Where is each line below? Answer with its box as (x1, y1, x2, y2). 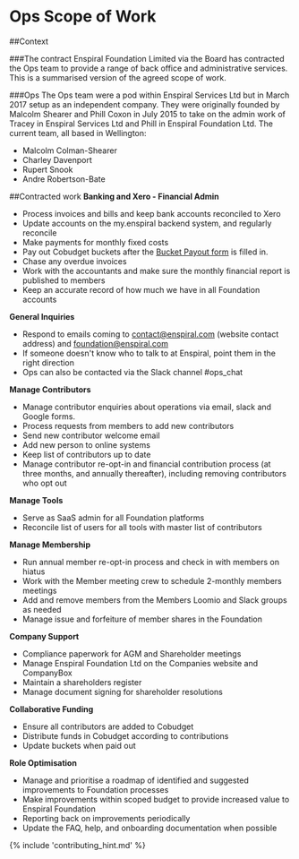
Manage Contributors (9, 383, 91, 395)
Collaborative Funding (9, 703, 94, 714)
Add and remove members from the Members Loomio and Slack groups (21, 594, 288, 606)
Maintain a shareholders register (21, 676, 142, 687)
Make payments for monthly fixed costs (21, 236, 169, 247)
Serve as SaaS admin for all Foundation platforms (21, 512, 205, 523)
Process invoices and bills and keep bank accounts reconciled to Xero (21, 208, 281, 219)
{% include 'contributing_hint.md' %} (9, 839, 146, 850)
